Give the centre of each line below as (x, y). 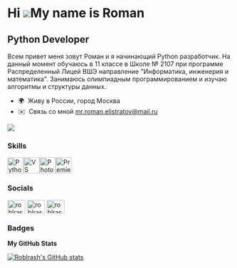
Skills (17, 146)
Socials (20, 188)
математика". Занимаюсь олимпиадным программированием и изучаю (117, 79)
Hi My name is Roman (76, 13)
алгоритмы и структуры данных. (57, 86)
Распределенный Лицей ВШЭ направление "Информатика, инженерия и (118, 71)
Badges (21, 227)
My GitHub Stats (32, 243)
